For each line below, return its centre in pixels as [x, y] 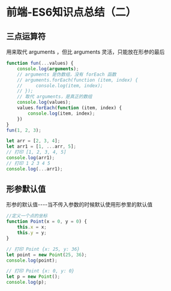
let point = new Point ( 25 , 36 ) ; [46, 255]
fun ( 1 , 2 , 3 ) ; [24, 130]
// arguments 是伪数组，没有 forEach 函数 [67, 74]
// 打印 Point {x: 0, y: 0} [40, 271]
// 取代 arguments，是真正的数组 [55, 97]
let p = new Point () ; [33, 277]
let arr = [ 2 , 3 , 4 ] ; [33, 141]
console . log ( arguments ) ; [48, 69]
